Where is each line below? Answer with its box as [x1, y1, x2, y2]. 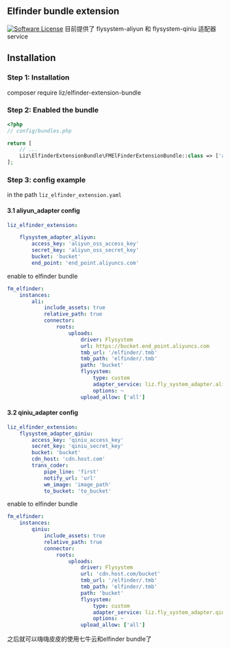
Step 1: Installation [7, 73, 70, 82]
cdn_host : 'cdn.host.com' [31, 456, 106, 462]
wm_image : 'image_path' [43, 481, 112, 488]
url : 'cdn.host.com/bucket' [80, 571, 161, 578]
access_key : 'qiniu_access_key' [31, 436, 125, 443]
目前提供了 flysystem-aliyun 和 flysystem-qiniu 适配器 [64, 24, 217, 33]
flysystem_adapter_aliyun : [19, 234, 97, 241]
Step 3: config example [7, 175, 86, 185]
